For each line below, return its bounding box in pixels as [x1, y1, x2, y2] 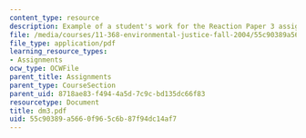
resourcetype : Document [9, 97, 100, 107]
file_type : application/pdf [9, 38, 117, 48]
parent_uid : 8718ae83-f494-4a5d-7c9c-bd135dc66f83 [9, 89, 206, 98]
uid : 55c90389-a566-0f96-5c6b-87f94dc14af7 [9, 114, 178, 123]
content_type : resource [9, 13, 100, 23]
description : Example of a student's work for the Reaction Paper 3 [9, 22, 275, 31]
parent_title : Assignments [9, 73, 112, 82]
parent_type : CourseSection [9, 81, 117, 90]
